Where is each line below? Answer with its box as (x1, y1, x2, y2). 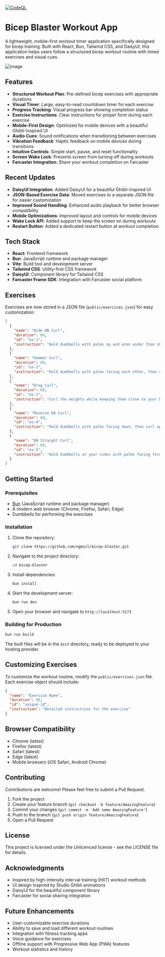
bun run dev (12, 599, 37, 604)
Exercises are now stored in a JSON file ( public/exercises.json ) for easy (5, 304, 153, 310)
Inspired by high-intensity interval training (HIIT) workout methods (12, 877, 146, 883)
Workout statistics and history (12, 946, 73, 952)
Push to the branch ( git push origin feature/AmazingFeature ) (12, 811, 139, 817)
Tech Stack (5, 237, 40, 246)
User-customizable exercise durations (12, 920, 89, 926)
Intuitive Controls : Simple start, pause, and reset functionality (12, 148, 138, 154)
